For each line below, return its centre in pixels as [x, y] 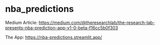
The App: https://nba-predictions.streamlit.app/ [54, 37]
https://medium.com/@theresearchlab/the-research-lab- [97, 22]
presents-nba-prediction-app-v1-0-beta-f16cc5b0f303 [62, 27]
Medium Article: [21, 22]
